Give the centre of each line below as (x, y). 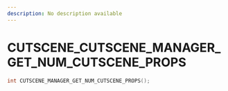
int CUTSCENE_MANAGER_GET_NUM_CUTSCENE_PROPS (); (79, 81)
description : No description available (65, 13)
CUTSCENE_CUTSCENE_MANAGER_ (114, 47)
